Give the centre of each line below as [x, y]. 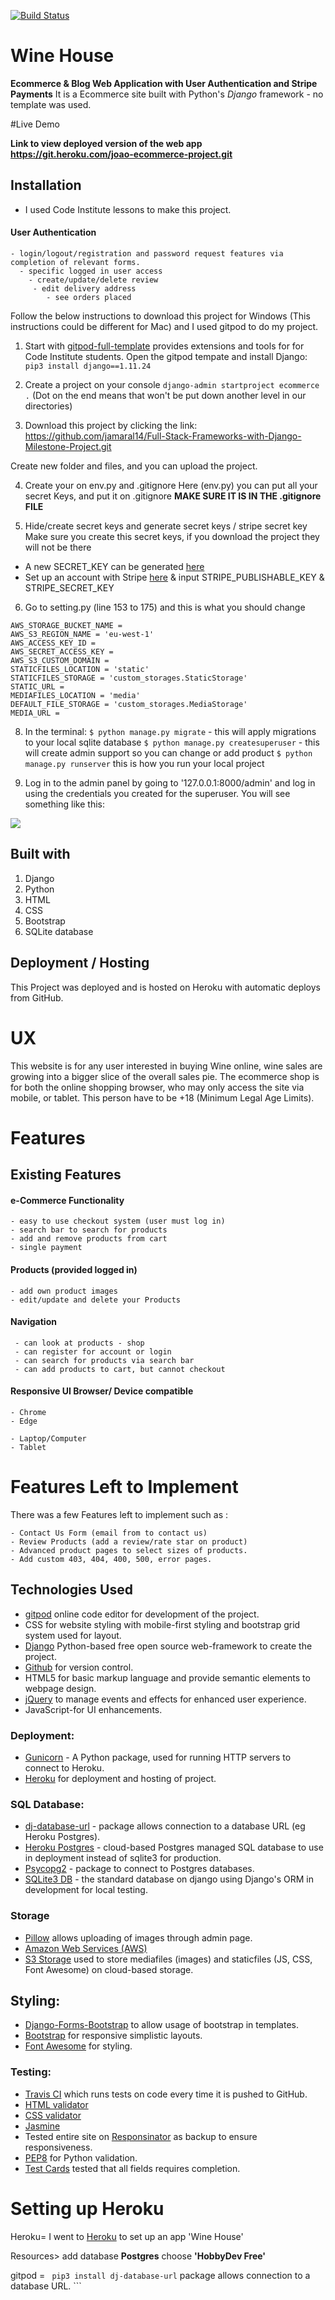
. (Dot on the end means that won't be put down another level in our [165, 395]
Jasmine [42, 2126]
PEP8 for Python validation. [81, 2157]
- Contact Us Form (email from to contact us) [109, 1533]
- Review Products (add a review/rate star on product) [129, 1541]
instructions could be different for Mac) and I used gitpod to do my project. [164, 326]
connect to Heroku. [64, 1767]
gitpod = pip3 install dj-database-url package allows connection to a [160, 2275]
